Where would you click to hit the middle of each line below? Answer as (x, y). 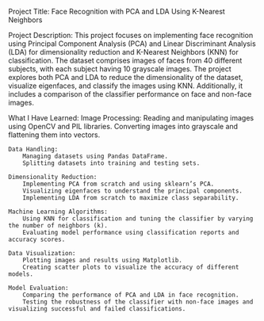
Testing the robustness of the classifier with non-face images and (138, 302)
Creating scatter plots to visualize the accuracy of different (131, 267)
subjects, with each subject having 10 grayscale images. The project (120, 69)
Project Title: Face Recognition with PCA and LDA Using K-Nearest (117, 11)
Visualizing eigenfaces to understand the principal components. (133, 191)
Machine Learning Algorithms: (58, 212)
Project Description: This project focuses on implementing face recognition (131, 35)
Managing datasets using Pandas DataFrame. (96, 156)
